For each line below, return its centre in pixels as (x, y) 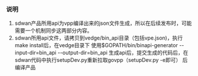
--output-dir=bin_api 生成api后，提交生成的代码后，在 (123, 53)
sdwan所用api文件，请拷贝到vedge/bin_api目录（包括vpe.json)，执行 (98, 38)
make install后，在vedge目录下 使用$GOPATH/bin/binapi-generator (96, 45)
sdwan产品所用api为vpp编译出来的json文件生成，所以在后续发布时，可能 (103, 23)
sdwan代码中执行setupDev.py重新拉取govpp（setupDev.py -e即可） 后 (101, 60)
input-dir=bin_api (35, 53)
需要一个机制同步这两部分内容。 (53, 31)
